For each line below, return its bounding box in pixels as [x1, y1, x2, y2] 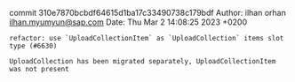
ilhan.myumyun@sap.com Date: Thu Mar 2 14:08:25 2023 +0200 [9, 17, 248, 27]
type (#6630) [9, 41, 58, 50]
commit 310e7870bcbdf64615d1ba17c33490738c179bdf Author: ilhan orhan [9, 8, 286, 18]
